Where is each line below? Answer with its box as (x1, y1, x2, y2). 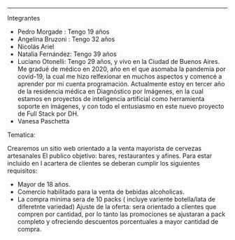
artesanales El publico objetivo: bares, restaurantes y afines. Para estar (7, 152, 213, 160)
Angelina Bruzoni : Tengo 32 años (17, 35, 115, 43)
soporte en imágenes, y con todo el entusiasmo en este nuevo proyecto (17, 102, 225, 110)
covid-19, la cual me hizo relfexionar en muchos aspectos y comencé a (17, 72, 222, 81)
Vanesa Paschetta (17, 117, 70, 125)
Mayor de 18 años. (17, 180, 71, 188)
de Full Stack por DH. (17, 109, 79, 118)
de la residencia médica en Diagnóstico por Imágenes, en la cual (17, 87, 204, 95)
